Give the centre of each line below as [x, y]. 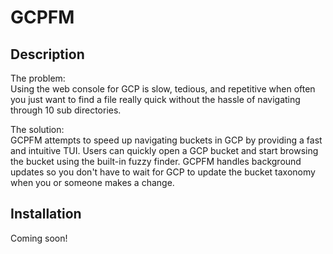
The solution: [37, 129]
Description [47, 54]
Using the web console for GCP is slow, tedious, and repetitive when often [163, 89]
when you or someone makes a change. [92, 182]
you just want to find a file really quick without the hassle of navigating [155, 99]
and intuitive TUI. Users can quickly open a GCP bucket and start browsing [164, 150]
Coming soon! [39, 238]
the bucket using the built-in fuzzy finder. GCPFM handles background [156, 161]
